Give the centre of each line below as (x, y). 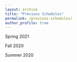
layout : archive (21, 9)
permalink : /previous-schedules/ (39, 18)
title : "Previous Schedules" (34, 14)
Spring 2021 (17, 37)
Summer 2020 (19, 55)
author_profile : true (27, 23)
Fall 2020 (15, 46)
